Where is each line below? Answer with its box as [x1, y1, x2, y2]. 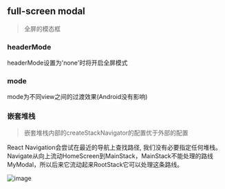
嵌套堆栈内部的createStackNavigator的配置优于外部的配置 [23, 129, 189, 137]
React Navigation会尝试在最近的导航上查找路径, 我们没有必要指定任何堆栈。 [7, 143, 222, 151]
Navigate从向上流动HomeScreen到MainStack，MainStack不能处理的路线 [7, 151, 214, 160]
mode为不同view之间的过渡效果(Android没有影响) [7, 93, 148, 101]
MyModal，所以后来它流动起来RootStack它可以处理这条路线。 [7, 160, 184, 168]
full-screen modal [7, 5, 86, 17]
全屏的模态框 [23, 24, 61, 33]
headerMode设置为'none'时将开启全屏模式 [7, 58, 128, 67]
